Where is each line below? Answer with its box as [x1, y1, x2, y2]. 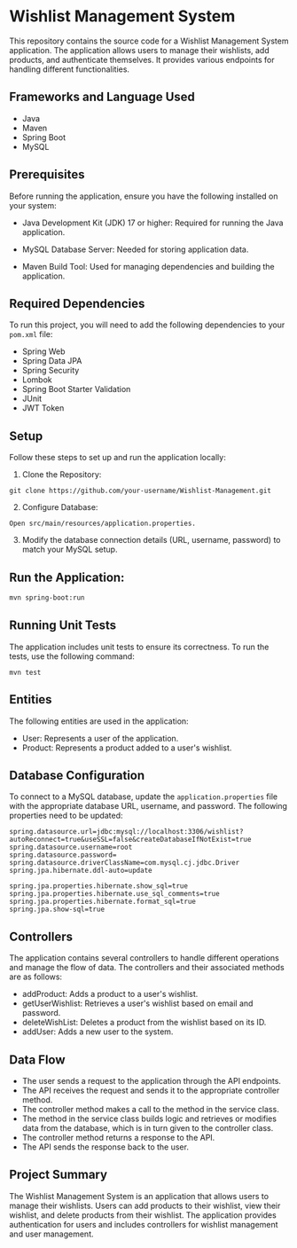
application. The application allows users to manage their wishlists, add [9, 44, 270, 55]
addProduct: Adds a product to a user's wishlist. [21, 989, 199, 1000]
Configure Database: [21, 502, 98, 513]
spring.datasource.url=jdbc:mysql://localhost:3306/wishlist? [9, 828, 244, 836]
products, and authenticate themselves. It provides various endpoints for [9, 54, 275, 65]
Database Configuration [9, 767, 145, 782]
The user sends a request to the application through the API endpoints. [21, 1075, 282, 1086]
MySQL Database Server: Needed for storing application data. [21, 244, 249, 255]
